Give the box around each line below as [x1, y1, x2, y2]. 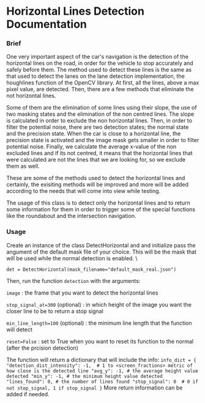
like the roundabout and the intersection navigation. [6, 213, 136, 220]
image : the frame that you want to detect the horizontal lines [6, 289, 158, 296]
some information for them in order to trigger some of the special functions [6, 206, 196, 213]
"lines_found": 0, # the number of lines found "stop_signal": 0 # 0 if [6, 379, 199, 385]
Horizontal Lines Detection [6, 4, 145, 18]
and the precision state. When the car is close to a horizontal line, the [6, 130, 181, 137]
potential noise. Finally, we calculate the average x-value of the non [6, 143, 177, 151]
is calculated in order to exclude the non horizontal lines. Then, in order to [6, 117, 193, 124]
